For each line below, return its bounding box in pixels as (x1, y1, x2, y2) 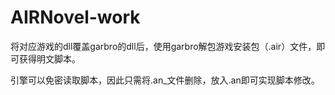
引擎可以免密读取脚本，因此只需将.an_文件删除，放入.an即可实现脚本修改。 (10, 74, 320, 86)
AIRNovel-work (10, 6, 141, 29)
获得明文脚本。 (18, 52, 81, 65)
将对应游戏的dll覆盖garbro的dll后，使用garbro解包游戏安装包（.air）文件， (10, 40, 317, 52)
